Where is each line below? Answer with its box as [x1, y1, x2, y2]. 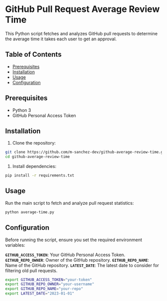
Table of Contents [5, 50, 62, 59]
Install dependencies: [12, 163, 57, 169]
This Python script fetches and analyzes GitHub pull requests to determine [5, 30, 158, 36]
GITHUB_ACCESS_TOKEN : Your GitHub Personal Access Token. [5, 252, 126, 258]
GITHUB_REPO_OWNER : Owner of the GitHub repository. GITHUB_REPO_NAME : [5, 257, 149, 263]
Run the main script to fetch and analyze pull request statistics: [5, 200, 134, 206]
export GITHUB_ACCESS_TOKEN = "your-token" [5, 277, 92, 282]
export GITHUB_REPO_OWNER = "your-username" [5, 282, 94, 287]
